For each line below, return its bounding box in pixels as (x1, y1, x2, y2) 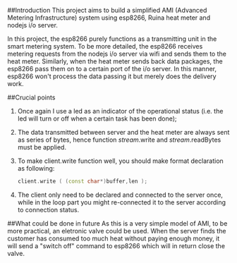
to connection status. (17, 205, 80, 214)
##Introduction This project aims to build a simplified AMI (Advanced (7, 6, 207, 14)
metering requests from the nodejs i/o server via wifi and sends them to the (7, 49, 227, 58)
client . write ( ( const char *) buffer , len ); (17, 178, 148, 185)
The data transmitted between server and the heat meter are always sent (17, 128, 230, 136)
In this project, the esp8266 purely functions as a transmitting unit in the (7, 35, 217, 43)
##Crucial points (7, 93, 56, 102)
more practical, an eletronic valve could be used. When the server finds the (7, 226, 226, 235)
